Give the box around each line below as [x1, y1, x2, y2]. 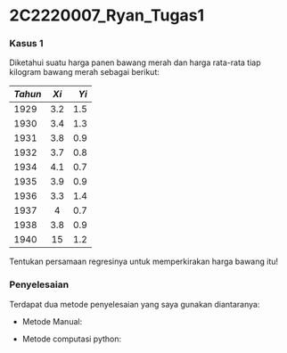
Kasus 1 [9, 37, 44, 50]
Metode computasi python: [21, 333, 122, 344]
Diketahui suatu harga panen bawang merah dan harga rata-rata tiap [9, 57, 261, 68]
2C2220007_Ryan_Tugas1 [9, 5, 205, 26]
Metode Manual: [21, 316, 83, 326]
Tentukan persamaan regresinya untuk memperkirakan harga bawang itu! [9, 256, 279, 267]
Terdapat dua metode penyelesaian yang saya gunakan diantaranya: [9, 299, 260, 309]
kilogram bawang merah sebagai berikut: [9, 67, 160, 78]
